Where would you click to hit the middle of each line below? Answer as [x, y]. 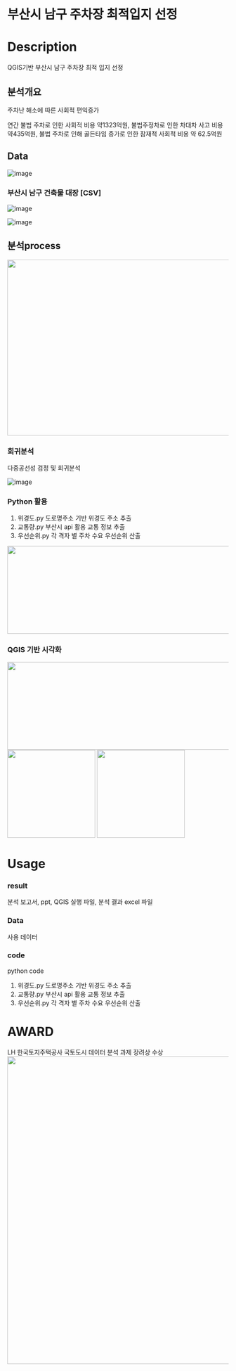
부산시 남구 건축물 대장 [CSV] [54, 193]
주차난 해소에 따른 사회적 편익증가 [53, 110]
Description [42, 47]
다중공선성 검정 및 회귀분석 [44, 468]
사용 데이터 [22, 937]
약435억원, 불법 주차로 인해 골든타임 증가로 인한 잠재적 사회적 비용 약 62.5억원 [115, 134]
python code [26, 971]
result [18, 886]
